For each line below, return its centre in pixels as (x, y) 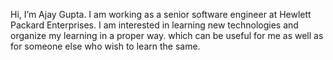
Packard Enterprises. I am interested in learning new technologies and (154, 25)
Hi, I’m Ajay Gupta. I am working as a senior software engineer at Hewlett (161, 14)
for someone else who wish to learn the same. (105, 46)
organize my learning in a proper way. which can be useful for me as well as (167, 35)
